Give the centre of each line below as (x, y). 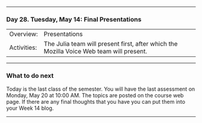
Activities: (23, 47)
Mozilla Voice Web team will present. (95, 52)
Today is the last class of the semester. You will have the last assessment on (101, 89)
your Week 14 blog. (30, 108)
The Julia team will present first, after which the (111, 44)
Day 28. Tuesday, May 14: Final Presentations (74, 19)
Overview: (23, 34)
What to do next (30, 76)
